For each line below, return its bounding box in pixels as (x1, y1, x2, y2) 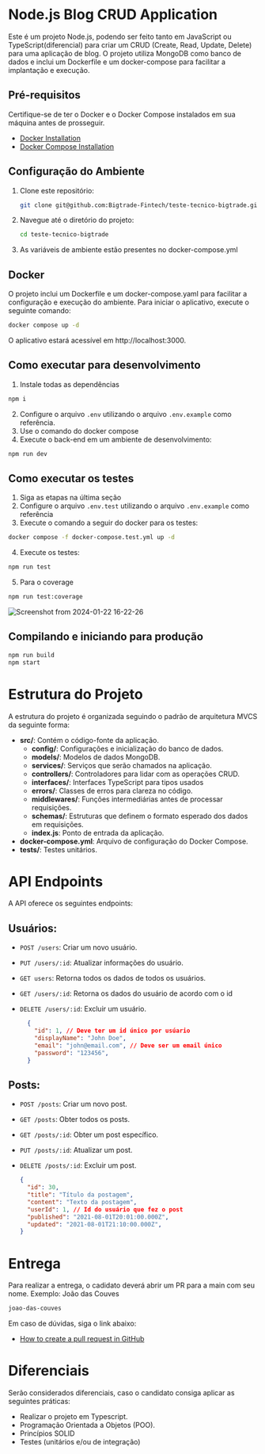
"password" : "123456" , (34, 1049, 109, 1057)
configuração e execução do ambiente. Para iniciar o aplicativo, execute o (8, 297, 250, 307)
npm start (8, 658, 41, 667)
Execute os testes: (19, 548, 81, 557)
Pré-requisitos (8, 89, 81, 102)
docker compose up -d (8, 321, 80, 330)
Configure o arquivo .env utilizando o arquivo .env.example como (19, 409, 232, 419)
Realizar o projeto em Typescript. (19, 1412, 128, 1421)
